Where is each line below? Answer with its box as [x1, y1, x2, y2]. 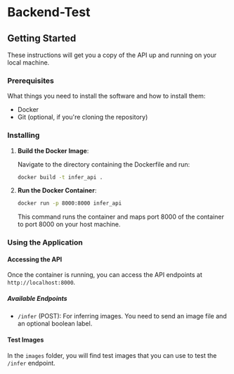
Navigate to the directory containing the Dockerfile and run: [17, 160, 190, 169]
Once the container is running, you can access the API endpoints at [7, 271, 202, 279]
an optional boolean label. [17, 319, 93, 328]
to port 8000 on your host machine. [17, 220, 121, 228]
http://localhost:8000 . [7, 278, 76, 287]
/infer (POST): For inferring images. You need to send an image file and [17, 312, 227, 321]
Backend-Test [7, 4, 91, 20]
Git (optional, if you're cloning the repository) [17, 113, 148, 122]
